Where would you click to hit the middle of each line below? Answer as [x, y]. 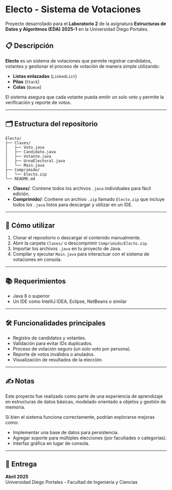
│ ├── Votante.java [28, 156]
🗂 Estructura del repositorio [52, 124]
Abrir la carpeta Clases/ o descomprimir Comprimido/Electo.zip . [80, 243]
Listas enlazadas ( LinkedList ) [45, 76]
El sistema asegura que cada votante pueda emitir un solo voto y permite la [85, 97]
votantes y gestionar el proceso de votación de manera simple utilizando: [83, 66]
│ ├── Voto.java [25, 147]
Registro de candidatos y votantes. [49, 338]
